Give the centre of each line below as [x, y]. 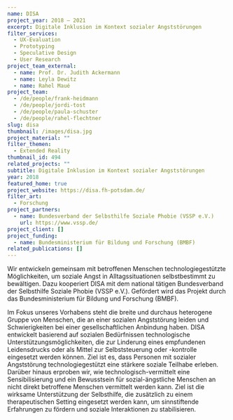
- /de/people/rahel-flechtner [57, 118]
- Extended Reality [42, 151]
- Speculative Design [45, 53]
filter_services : [33, 33]
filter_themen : [29, 145]
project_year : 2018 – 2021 [47, 20]
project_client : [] [36, 229]
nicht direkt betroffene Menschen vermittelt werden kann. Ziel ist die [106, 387]
